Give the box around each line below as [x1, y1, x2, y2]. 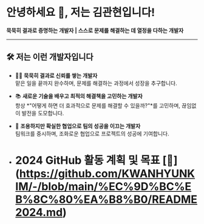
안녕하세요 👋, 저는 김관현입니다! [6, 5, 155, 19]
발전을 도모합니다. [21, 109, 64, 117]
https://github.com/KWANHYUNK [19, 166, 195, 180]
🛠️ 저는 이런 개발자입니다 [6, 52, 93, 63]
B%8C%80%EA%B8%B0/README [15, 192, 198, 206]
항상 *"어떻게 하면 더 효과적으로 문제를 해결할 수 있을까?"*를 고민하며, [15, 101, 181, 109]
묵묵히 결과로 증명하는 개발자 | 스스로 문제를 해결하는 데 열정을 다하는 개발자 [6, 27, 184, 34]
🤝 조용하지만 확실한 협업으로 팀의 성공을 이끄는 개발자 [15, 122, 141, 129]
